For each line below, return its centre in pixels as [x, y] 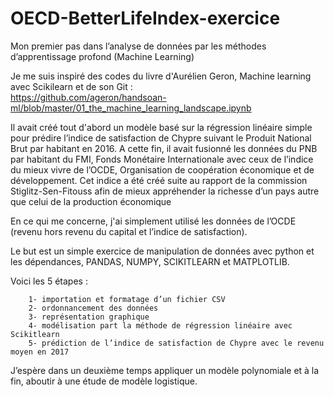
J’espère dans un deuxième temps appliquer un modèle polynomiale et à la [165, 370]
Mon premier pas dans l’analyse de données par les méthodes [138, 46]
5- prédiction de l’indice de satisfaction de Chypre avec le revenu [176, 343]
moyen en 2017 [40, 352]
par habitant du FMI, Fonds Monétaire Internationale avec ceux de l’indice [162, 159]
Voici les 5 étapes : [49, 281]
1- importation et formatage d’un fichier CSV [127, 299]
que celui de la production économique [91, 201]
